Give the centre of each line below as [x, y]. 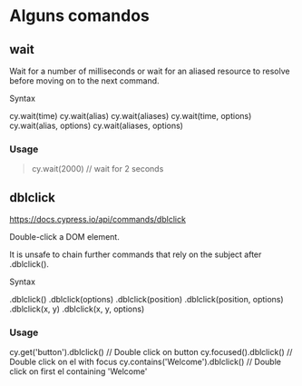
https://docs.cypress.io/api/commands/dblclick [97, 220]
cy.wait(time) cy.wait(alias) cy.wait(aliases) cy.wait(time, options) [131, 116]
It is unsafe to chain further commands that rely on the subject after [136, 254]
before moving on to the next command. [85, 81]
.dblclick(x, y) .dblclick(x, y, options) [77, 309]
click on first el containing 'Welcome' [78, 371]
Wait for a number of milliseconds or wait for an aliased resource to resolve [150, 71]
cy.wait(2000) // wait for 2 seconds [97, 169]
